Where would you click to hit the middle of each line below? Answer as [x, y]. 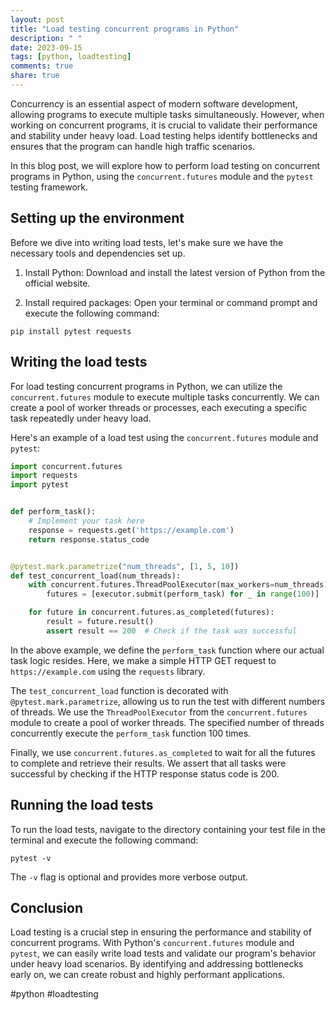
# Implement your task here [86, 521]
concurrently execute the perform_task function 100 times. [131, 733]
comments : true [42, 66]
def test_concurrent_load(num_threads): [96, 576]
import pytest [40, 485]
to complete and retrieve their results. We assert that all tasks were [148, 763]
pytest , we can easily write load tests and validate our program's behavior [163, 953]
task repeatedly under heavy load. [81, 418]
